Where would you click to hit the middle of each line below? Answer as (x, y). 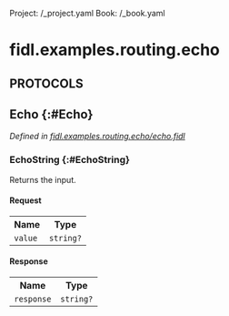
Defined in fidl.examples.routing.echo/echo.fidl (97, 137)
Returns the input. (43, 179)
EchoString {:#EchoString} (70, 160)
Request (26, 200)
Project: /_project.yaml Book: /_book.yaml (87, 13)
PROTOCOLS (46, 83)
